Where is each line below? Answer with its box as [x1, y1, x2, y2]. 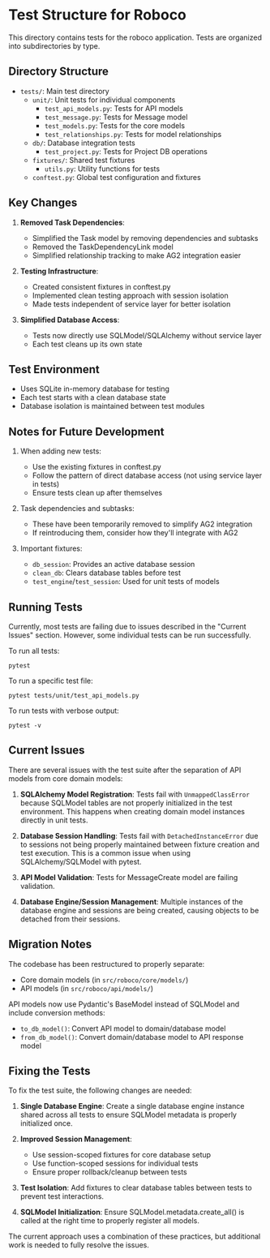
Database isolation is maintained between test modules [19, 401, 205, 411]
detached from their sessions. [19, 914, 121, 924]
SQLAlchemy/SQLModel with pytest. [19, 857, 142, 866]
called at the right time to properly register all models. [19, 1216, 200, 1226]
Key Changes [8, 196, 78, 210]
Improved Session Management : [19, 1134, 132, 1144]
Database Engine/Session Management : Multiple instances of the [19, 896, 243, 906]
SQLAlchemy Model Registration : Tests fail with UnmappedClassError [19, 789, 250, 799]
